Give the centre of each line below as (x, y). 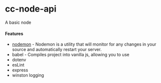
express (20, 70)
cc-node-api (31, 9)
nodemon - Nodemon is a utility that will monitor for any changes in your (84, 44)
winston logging (28, 75)
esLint (18, 65)
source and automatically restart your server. (57, 50)
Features (14, 33)
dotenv (19, 60)
